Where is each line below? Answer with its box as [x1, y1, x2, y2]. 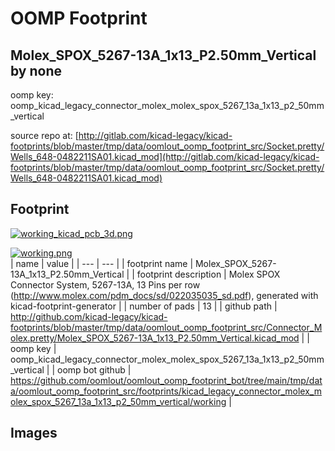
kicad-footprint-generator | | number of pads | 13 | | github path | [10, 300, 278, 312]
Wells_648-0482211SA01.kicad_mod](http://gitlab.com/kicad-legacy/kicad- [10, 151, 320, 162]
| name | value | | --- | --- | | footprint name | [10, 257, 194, 269]
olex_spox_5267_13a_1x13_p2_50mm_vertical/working [10, 395, 227, 407]
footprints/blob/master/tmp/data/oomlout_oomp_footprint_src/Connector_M [10, 321, 323, 333]
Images [10, 425, 58, 442]
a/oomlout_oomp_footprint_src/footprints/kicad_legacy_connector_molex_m [10, 385, 322, 397]
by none [10, 62, 63, 79]
